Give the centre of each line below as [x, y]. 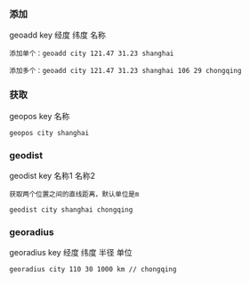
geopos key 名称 [40, 116]
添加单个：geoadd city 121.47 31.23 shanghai [92, 54]
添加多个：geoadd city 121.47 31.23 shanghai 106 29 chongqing [125, 71]
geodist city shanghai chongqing [71, 210]
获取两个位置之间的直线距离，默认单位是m [74, 194]
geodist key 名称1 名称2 [52, 175]
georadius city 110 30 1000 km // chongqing [93, 270]
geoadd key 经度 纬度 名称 [58, 35]
